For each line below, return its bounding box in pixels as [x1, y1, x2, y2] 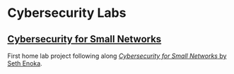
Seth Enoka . [7, 59, 42, 68]
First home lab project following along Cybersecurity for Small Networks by [7, 51, 227, 60]
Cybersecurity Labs [7, 5, 127, 21]
